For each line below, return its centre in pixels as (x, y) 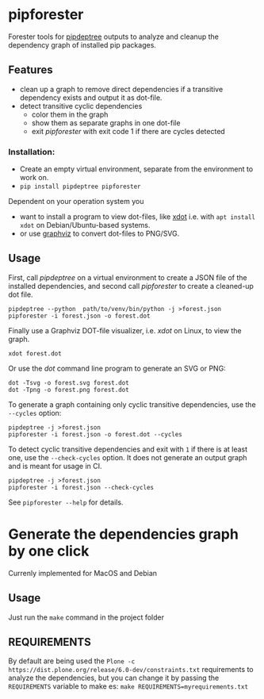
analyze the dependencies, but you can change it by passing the (114, 678)
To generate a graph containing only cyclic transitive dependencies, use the (132, 404)
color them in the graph (70, 114)
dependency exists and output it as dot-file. (91, 98)
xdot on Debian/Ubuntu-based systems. (85, 225)
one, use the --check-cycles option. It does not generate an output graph (128, 457)
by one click (49, 551)
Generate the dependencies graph (124, 534)
